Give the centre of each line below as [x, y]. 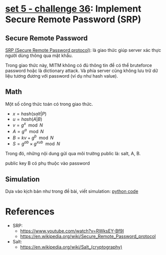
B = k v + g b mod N [33, 137]
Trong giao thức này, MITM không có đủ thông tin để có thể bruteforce [79, 65]
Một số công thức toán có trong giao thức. [49, 104]
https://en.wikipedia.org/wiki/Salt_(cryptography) [71, 247]
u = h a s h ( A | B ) [27, 119]
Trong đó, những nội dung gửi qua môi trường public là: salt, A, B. [73, 154]
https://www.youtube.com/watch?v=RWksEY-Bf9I [72, 231]
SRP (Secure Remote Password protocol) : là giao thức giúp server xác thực [83, 50]
